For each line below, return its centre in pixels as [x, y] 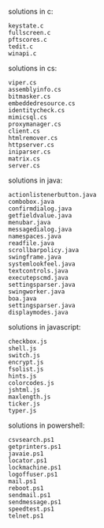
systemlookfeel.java [42, 264]
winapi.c [22, 54]
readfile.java [32, 243]
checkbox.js [28, 341]
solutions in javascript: [45, 327]
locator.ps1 [28, 461]
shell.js [22, 349]
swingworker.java [37, 292]
